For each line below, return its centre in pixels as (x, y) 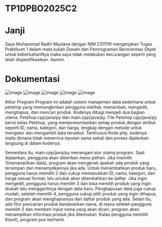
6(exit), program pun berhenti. (35, 220)
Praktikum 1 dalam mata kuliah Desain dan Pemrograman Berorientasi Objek (81, 49)
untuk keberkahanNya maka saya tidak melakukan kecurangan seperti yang (81, 54)
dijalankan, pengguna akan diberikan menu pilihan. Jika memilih (68, 158)
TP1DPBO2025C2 (41, 8)
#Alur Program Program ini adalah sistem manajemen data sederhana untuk (81, 102)
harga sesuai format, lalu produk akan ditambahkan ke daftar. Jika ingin (76, 178)
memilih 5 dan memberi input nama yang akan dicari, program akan (72, 210)
